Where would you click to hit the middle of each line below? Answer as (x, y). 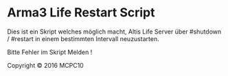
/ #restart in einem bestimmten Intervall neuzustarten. (83, 38)
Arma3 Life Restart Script (81, 13)
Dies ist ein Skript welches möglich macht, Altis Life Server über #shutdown (114, 31)
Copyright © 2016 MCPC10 (45, 65)
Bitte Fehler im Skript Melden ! (50, 52)
